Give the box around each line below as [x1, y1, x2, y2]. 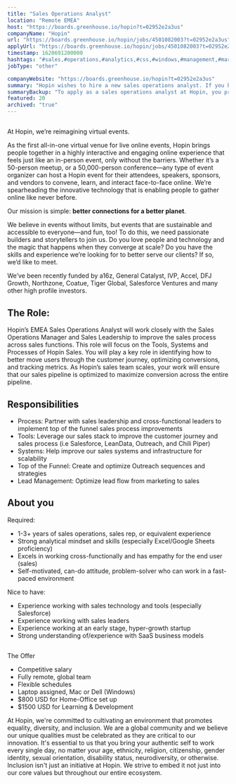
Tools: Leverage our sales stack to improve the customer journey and [17, 432, 218, 440]
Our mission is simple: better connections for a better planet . [7, 207, 186, 215]
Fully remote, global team [17, 673, 91, 681]
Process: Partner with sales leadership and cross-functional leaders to [17, 417, 222, 425]
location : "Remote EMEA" [7, 17, 80, 24]
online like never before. [7, 193, 77, 202]
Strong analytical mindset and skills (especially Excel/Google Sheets [17, 536, 216, 545]
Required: [7, 515, 36, 524]
